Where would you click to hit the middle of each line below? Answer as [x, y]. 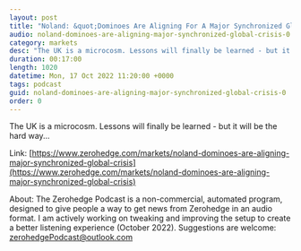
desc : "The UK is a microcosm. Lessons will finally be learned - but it [150, 51]
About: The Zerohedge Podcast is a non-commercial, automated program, [146, 199]
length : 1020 [34, 68]
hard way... [30, 136]
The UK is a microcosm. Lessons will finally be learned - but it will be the [143, 126]
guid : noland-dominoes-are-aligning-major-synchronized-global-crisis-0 [148, 92]
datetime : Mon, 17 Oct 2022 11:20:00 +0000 [92, 76]
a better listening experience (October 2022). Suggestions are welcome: [143, 228]
